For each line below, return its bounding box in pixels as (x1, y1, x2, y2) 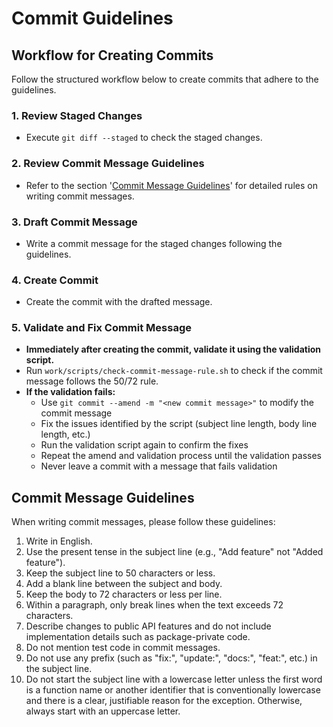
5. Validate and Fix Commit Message (11, 321, 192, 335)
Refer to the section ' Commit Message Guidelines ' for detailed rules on (25, 179, 318, 191)
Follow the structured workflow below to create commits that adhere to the (11, 73, 319, 85)
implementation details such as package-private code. (25, 631, 251, 643)
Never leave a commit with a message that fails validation (40, 460, 278, 472)
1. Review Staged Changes (11, 108, 143, 122)
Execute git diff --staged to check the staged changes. (25, 132, 263, 144)
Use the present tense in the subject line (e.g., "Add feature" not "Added (25, 546, 324, 558)
